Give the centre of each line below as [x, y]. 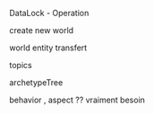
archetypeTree [36, 83]
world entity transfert [48, 48]
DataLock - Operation [49, 13]
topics [21, 65]
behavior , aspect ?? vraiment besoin [77, 100]
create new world [42, 30]
